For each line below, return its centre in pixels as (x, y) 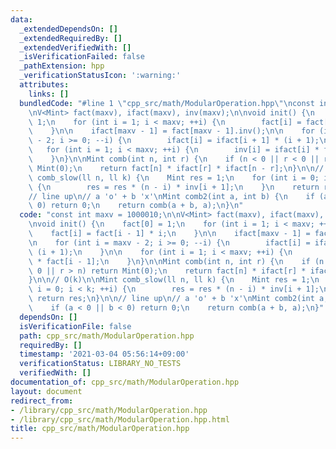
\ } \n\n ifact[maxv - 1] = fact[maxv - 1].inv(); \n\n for (171, 131)
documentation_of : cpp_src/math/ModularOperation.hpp (125, 382)
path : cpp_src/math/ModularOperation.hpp (107, 336)
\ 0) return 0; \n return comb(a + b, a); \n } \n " (136, 206)
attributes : (44, 85)
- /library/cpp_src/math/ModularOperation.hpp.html (120, 419)
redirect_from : (42, 401)
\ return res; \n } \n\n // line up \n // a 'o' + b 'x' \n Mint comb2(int (171, 299)
